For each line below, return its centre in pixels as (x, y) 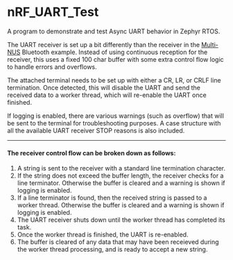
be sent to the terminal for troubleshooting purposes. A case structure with (114, 123)
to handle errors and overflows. (52, 67)
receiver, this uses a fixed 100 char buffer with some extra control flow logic (115, 59)
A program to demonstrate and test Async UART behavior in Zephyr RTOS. (114, 31)
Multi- (209, 44)
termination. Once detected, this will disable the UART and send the (104, 87)
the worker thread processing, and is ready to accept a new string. (112, 250)
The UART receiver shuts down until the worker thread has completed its (121, 220)
